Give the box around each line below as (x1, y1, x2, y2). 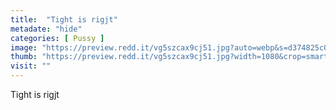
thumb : (10, 52, 38, 62)
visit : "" (10, 61, 52, 71)
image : (10, 42, 38, 53)
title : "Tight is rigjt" (10, 14, 118, 25)
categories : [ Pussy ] (10, 33, 105, 43)
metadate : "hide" (10, 24, 83, 34)
